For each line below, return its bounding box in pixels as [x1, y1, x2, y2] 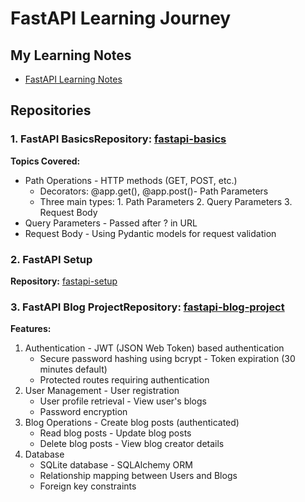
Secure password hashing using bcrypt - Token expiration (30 [39, 353, 296, 365]
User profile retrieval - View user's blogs [39, 395, 207, 407]
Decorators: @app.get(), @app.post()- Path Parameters [39, 185, 269, 197]
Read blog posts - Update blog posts [39, 427, 192, 439]
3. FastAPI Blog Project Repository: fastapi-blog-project [10, 300, 285, 314]
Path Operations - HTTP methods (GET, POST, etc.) [24, 174, 238, 186]
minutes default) [39, 363, 108, 376]
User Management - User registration [24, 385, 180, 397]
